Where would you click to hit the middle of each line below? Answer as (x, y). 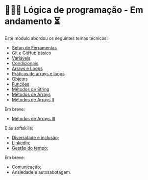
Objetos (20, 79)
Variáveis (21, 58)
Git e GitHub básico (31, 53)
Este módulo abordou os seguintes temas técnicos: (56, 38)
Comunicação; (26, 167)
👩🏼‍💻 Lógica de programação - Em (74, 10)
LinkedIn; (21, 143)
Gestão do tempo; (30, 148)
